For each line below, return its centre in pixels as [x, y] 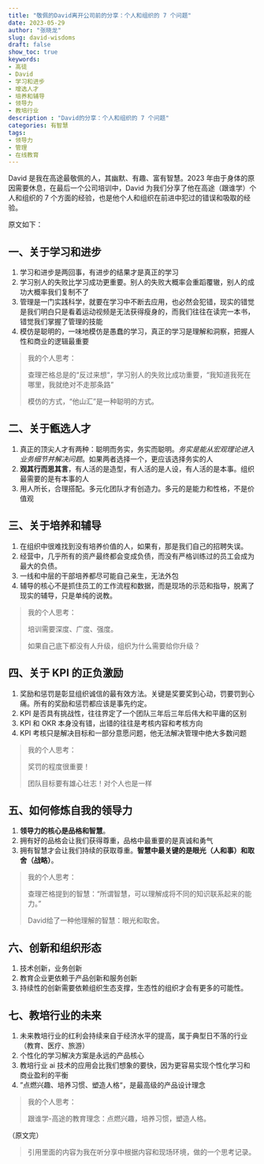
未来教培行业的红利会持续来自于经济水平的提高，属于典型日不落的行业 [134, 1035]
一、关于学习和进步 [55, 252]
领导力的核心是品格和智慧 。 [65, 831]
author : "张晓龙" [35, 30]
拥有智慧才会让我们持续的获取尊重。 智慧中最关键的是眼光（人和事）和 [134, 851]
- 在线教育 [24, 155]
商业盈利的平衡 [44, 1075]
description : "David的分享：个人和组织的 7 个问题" [89, 118]
